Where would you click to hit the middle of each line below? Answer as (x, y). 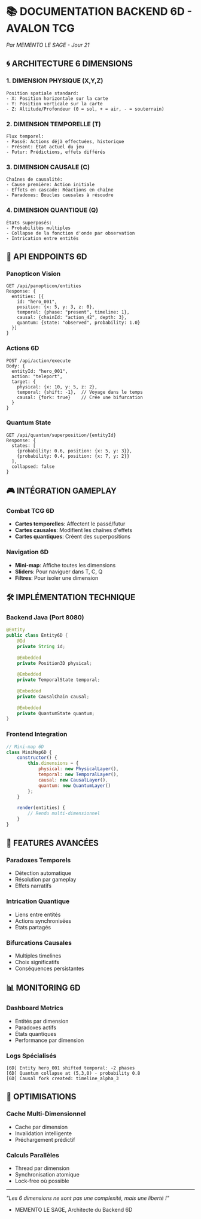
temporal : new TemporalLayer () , (78, 775)
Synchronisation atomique (47, 1175)
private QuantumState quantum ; (56, 713)
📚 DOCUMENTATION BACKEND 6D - (99, 12)
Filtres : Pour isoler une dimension (57, 577)
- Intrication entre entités (42, 238)
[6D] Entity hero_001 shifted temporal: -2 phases (71, 1068)
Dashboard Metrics (35, 1008)
